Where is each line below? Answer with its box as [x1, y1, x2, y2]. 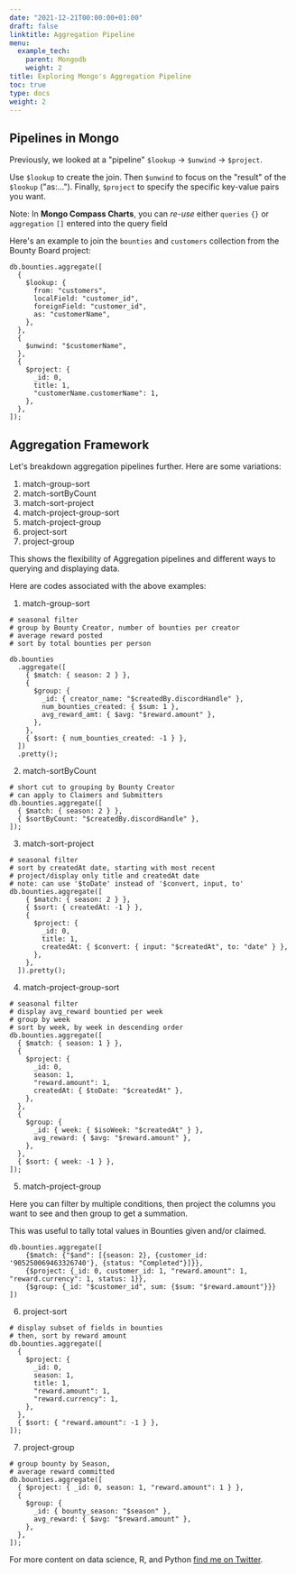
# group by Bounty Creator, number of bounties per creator [9, 623, 241, 632]
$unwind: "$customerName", [25, 342, 127, 351]
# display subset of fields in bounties [9, 1323, 164, 1332]
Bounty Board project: [9, 245, 92, 256]
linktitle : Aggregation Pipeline [9, 30, 135, 39]
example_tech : [17, 47, 70, 56]
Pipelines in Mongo [9, 130, 120, 145]
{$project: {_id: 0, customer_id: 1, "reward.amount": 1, [25, 1266, 248, 1275]
